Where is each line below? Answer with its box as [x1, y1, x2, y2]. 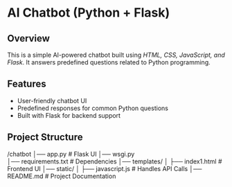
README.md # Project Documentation [7, 172, 116, 180]
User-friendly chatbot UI [17, 96, 87, 105]
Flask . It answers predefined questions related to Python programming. [7, 58, 211, 66]
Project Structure [7, 132, 83, 143]
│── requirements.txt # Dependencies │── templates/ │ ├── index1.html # [7, 157, 223, 166]
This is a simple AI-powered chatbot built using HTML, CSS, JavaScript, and [7, 51, 225, 59]
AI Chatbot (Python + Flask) [7, 5, 170, 21]
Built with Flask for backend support [17, 111, 121, 119]
